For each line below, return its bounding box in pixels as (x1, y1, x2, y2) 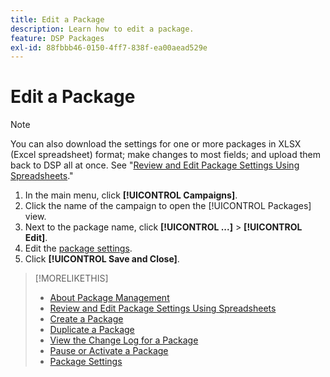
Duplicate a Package (49, 324, 135, 336)
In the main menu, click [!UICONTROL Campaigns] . (24, 189, 238, 201)
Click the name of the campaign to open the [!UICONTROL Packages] (24, 200, 312, 212)
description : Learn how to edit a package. (10, 24, 195, 34)
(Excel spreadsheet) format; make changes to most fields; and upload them (10, 149, 321, 161)
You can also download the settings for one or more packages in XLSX (10, 138, 302, 150)
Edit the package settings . (24, 242, 133, 255)
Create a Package (49, 313, 124, 325)
